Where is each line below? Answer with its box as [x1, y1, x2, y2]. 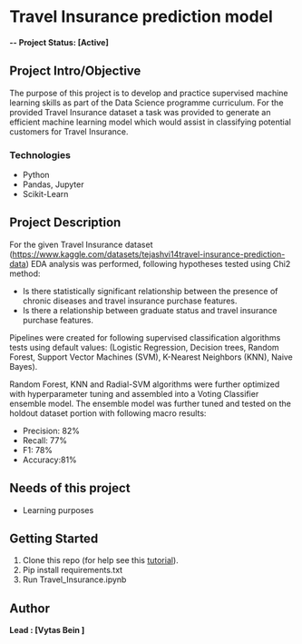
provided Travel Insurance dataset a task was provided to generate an [9, 106, 271, 117]
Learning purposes [22, 504, 94, 515]
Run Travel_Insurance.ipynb [22, 574, 127, 585]
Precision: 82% [22, 425, 80, 436]
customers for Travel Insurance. [9, 125, 129, 137]
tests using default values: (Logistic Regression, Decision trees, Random [9, 342, 279, 352]
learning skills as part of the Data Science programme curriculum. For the [9, 97, 284, 108]
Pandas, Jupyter [22, 179, 84, 190]
